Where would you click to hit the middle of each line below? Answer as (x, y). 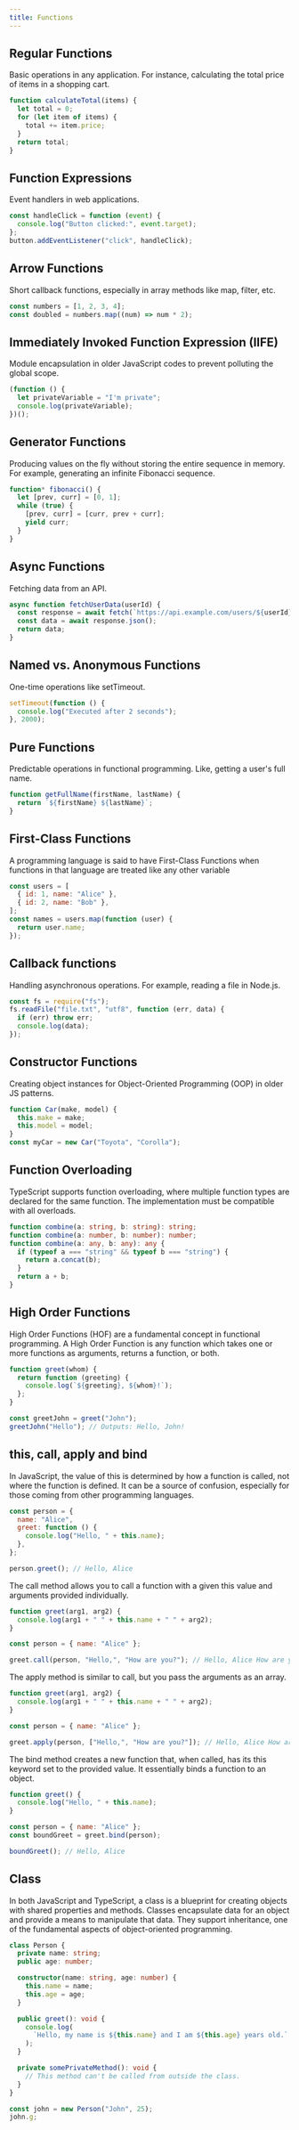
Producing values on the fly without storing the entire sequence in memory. (147, 463)
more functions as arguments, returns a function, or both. (114, 1353)
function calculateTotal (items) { (73, 101)
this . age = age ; (56, 1994)
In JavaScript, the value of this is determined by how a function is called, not (149, 1476)
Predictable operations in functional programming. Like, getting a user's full (148, 769)
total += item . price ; (65, 126)
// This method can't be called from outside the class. (133, 2076)
